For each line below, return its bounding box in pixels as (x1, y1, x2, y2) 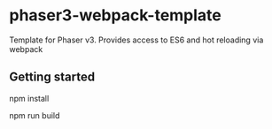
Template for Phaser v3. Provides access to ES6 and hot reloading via (9, 34, 264, 45)
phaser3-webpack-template (9, 5, 221, 26)
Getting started (9, 70, 96, 85)
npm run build (9, 110, 60, 120)
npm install (9, 93, 50, 103)
